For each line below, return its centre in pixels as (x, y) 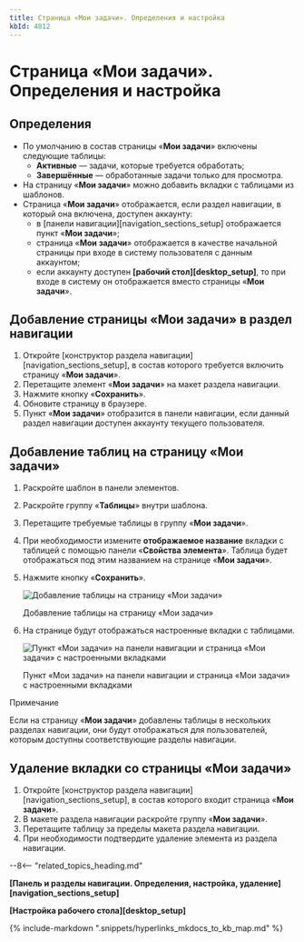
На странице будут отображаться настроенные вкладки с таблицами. (158, 631)
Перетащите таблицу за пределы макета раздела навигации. (141, 828)
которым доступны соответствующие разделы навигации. (123, 740)
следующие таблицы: (64, 155)
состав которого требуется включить (211, 366)
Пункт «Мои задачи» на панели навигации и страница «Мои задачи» (156, 676)
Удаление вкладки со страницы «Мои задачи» (151, 768)
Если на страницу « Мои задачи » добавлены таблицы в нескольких (140, 720)
